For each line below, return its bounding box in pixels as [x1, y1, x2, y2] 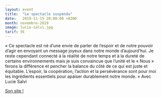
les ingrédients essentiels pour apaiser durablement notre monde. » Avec [5, 73, 151, 79]
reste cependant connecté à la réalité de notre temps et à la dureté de [5, 53, 145, 58]
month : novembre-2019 [5, 20, 49, 26]
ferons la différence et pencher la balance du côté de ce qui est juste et [5, 63, 148, 69]
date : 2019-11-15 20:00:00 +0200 [5, 16, 77, 21]
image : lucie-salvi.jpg [5, 25, 53, 30]
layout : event [5, 7, 34, 12]
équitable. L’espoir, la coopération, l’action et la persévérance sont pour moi [5, 69, 157, 74]
